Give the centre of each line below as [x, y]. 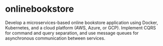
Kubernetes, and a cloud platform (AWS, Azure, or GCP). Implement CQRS [81, 27]
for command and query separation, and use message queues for [72, 33]
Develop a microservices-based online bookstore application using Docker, [81, 23]
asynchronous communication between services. [55, 38]
